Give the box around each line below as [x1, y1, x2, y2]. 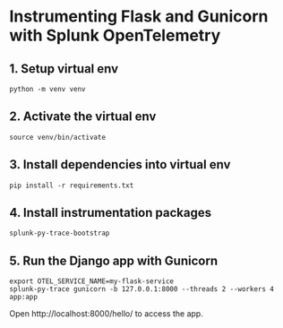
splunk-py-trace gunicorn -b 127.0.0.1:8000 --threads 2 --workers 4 [9, 285, 275, 294]
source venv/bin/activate [9, 133, 106, 142]
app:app [9, 293, 39, 302]
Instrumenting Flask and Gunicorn [9, 6, 269, 27]
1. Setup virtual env [9, 61, 119, 76]
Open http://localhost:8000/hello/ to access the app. [9, 308, 203, 319]
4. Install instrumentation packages [9, 205, 212, 220]
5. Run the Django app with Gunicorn [9, 253, 218, 268]
